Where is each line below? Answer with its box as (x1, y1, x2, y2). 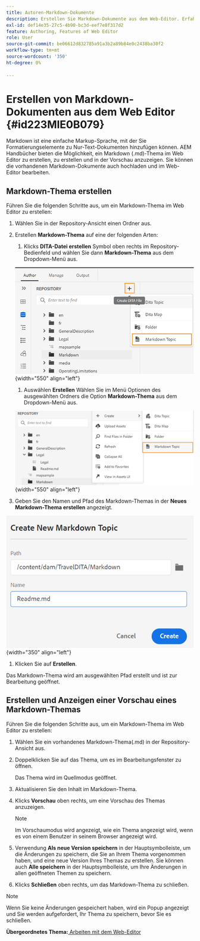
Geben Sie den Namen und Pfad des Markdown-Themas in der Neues (14, 497, 187, 505)
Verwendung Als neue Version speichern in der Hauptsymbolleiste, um (14, 844, 191, 851)
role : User (6, 34, 33, 41)
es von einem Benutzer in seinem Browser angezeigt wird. (14, 833, 158, 840)
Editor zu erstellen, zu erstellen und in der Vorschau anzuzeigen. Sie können (6, 156, 193, 164)
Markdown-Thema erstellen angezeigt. (14, 504, 113, 511)
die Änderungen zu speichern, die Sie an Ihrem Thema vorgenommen (14, 851, 186, 858)
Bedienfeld (23, 249, 51, 256)
